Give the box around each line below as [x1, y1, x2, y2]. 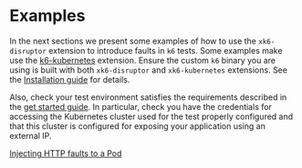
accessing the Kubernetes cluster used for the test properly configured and [9, 111, 294, 122]
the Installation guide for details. [9, 74, 130, 84]
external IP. [9, 130, 52, 141]
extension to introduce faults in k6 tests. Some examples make [48, 44, 283, 55]
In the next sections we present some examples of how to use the [9, 35, 257, 46]
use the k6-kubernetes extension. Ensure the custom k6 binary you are [9, 54, 276, 65]
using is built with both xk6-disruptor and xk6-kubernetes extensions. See [9, 64, 287, 75]
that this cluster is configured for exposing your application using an [9, 120, 266, 132]
